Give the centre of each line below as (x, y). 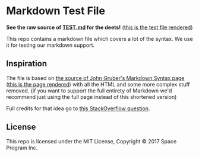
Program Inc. (22, 148)
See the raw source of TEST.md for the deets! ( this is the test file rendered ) (99, 27)
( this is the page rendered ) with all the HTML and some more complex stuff (98, 84)
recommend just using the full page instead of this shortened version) (91, 97)
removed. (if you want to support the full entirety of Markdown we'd (89, 91)
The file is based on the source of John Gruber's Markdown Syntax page (95, 78)
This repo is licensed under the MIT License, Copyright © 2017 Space (91, 141)
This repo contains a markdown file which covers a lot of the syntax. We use (99, 39)
